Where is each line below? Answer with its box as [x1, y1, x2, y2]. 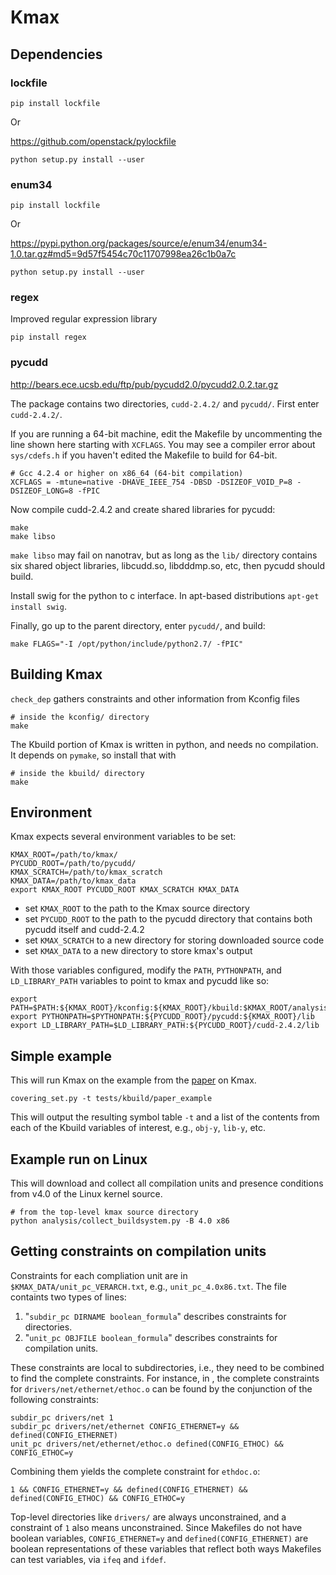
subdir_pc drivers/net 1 [10, 1412, 114, 1423]
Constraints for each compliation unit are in [10, 1269, 188, 1281]
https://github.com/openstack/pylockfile [10, 135, 177, 147]
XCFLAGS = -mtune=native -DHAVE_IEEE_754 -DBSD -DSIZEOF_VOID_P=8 [10, 477, 293, 487]
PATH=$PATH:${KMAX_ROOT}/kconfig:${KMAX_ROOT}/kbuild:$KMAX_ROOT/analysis [10, 1003, 329, 1013]
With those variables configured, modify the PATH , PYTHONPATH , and [10, 964, 282, 976]
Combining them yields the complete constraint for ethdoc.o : [10, 1465, 261, 1477]
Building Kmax [10, 666, 103, 683]
